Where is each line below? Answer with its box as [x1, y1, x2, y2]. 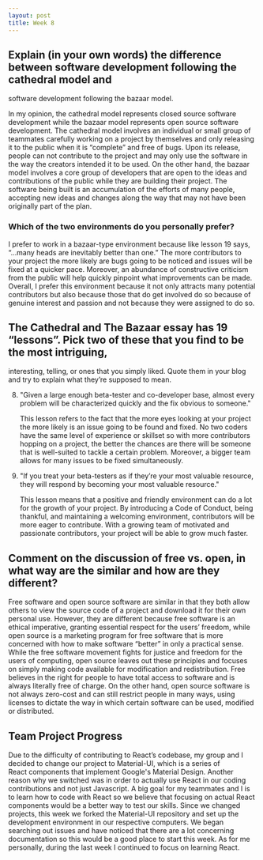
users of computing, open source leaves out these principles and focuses [8, 656, 248, 666]
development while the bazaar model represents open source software [8, 118, 239, 127]
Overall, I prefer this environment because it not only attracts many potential [8, 281, 256, 291]
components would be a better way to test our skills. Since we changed [8, 801, 241, 810]
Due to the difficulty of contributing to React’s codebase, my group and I [8, 750, 243, 760]
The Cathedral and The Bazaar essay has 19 [8, 321, 228, 334]
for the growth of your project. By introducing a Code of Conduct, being [19, 504, 254, 513]
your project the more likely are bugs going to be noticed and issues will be [8, 256, 253, 266]
